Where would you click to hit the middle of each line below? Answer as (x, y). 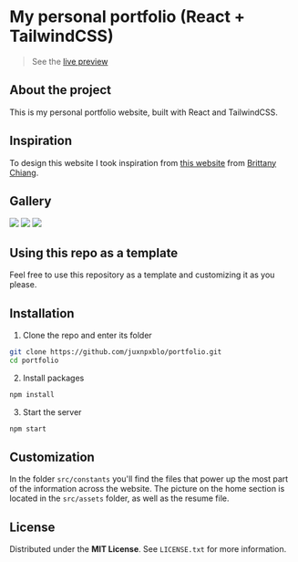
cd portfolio (34, 360)
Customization (52, 457)
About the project (61, 90)
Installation (42, 313)
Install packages (53, 378)
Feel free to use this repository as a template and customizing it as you (142, 275)
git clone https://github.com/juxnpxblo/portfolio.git (116, 352)
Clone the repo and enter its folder (87, 335)
